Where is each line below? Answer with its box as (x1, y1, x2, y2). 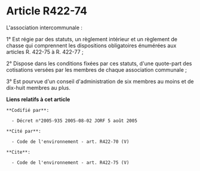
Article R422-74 (6, 4, 88, 18)
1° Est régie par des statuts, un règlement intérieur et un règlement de (6, 35, 178, 42)
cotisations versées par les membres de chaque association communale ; (6, 66, 187, 73)
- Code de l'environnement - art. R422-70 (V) (11, 139, 130, 145)
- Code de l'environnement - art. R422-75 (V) (11, 160, 130, 166)
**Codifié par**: (6, 107, 50, 113)
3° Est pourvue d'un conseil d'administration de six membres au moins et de (6, 78, 194, 85)
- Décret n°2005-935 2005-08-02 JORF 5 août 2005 (11, 118, 137, 124)
